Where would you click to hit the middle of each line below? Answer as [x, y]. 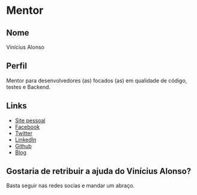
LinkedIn [26, 140]
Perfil [17, 66]
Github [23, 146]
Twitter [24, 133]
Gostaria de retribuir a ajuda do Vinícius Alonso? [99, 171]
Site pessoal [30, 120]
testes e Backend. [29, 87]
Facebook [27, 126]
